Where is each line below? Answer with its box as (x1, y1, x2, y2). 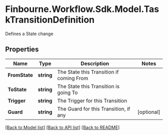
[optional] (137, 108, 160, 115)
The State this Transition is (57, 82, 120, 89)
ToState (7, 86, 27, 93)
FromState (7, 71, 33, 78)
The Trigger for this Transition (57, 97, 127, 104)
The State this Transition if (57, 68, 119, 75)
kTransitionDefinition (5, 14, 95, 25)
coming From (57, 74, 88, 81)
